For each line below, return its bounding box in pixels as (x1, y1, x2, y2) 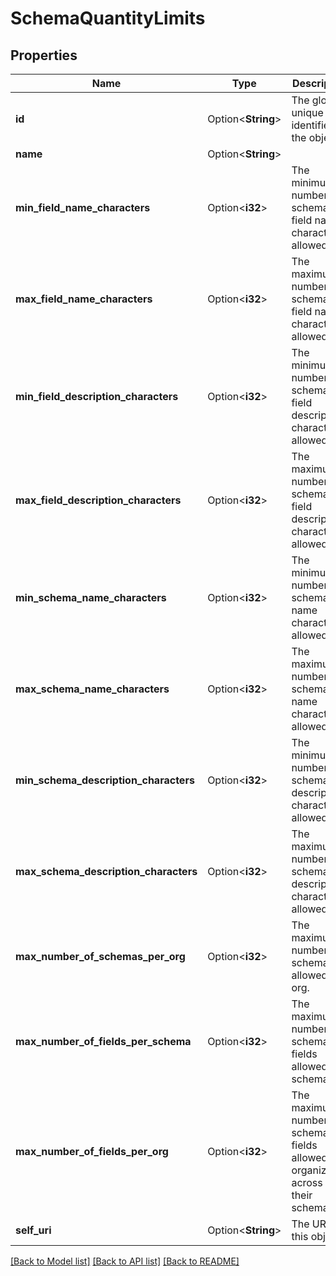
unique (291, 106, 324, 119)
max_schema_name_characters (15, 682, 170, 696)
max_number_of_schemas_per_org (15, 950, 186, 963)
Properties (10, 47, 78, 64)
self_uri (15, 1223, 52, 1237)
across (291, 1176, 323, 1189)
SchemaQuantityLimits (10, 7, 206, 30)
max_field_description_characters (15, 493, 182, 507)
